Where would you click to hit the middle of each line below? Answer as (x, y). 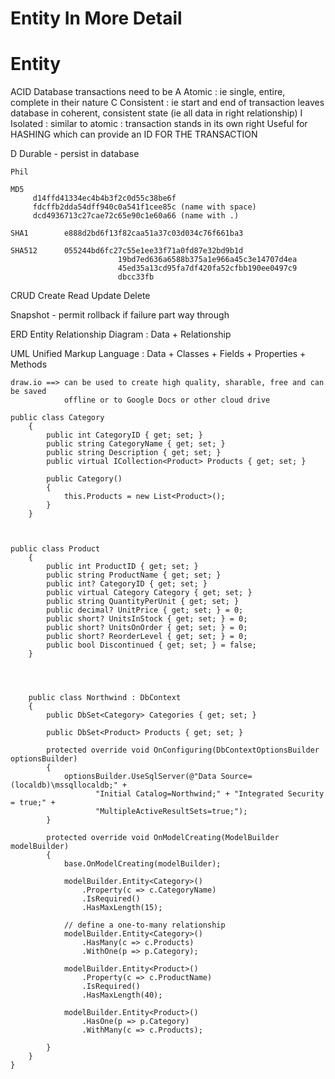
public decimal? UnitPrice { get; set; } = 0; (145, 610)
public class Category (57, 418)
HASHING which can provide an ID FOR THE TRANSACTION (134, 134)
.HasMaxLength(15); (122, 908)
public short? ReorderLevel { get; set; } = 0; (147, 637)
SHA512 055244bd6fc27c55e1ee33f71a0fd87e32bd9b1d (127, 251)
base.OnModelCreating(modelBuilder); (142, 864)
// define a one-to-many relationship (144, 925)
